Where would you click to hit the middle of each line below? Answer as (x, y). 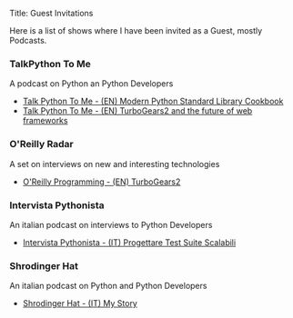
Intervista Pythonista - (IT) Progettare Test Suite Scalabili (129, 242)
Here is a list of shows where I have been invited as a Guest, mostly (136, 30)
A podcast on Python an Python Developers (91, 84)
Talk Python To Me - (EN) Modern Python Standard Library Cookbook (153, 101)
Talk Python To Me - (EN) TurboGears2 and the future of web (137, 111)
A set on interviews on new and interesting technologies (115, 164)
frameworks (45, 121)
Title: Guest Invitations (51, 13)
